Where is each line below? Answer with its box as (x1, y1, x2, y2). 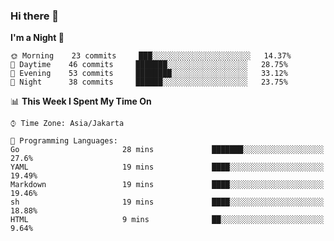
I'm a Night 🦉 (10, 32, 65, 44)
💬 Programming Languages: (10, 136, 118, 146)
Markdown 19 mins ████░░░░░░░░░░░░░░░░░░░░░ (10, 180, 325, 190)
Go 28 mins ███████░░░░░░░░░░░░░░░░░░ (10, 145, 325, 155)
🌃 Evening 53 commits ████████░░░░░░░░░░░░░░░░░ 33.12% (10, 69, 288, 79)
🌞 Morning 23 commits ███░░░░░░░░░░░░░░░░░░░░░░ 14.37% (10, 51, 292, 61)
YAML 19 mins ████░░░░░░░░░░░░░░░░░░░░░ (10, 162, 325, 173)
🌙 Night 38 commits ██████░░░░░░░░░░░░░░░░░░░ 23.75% (10, 77, 288, 88)
